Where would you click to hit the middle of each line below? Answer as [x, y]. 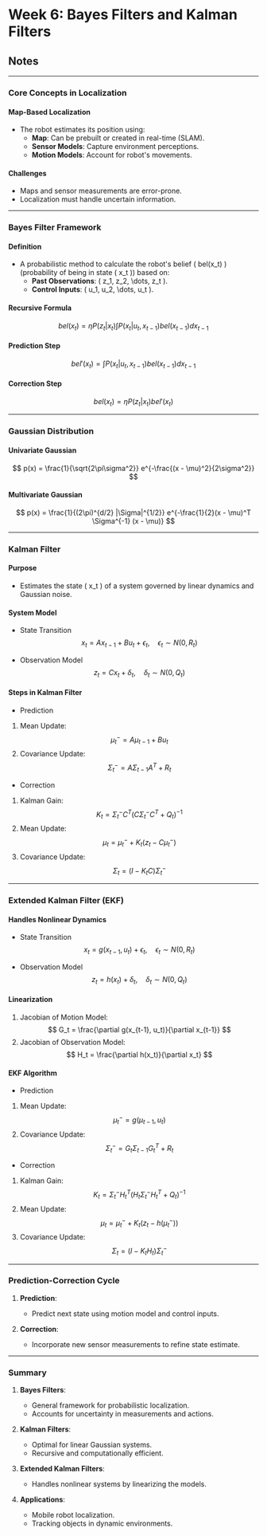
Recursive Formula [40, 308]
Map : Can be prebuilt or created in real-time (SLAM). [118, 138]
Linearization [31, 1000]
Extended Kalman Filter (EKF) [66, 901]
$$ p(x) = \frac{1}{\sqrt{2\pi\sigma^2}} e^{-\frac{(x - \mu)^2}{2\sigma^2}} [133, 468]
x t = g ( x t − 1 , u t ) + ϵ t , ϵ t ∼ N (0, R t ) [139, 951]
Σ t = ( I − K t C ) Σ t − [139, 871]
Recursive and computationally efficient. [98, 1453]
